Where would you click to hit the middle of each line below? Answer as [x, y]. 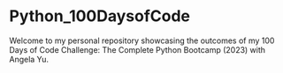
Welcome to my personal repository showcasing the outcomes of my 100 [142, 40]
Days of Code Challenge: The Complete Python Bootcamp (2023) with [138, 49]
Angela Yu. [29, 59]
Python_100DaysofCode [100, 16]
